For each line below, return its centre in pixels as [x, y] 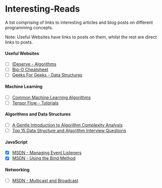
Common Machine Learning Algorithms [51, 97]
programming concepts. [29, 27]
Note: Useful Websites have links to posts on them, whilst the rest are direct [81, 37]
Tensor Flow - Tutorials [35, 103]
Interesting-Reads [43, 9]
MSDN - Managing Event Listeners [47, 153]
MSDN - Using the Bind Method [44, 158]
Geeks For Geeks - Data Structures [47, 75]
